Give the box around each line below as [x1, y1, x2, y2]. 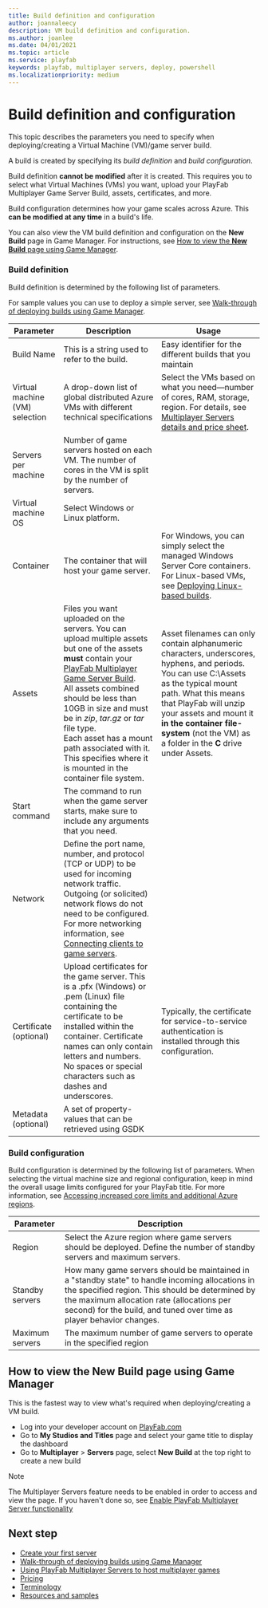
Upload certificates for [63, 960, 148, 972]
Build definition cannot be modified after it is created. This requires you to [8, 171, 253, 180]
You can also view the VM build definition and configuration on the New [8, 227, 245, 237]
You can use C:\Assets [160, 668, 246, 679]
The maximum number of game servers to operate [65, 1327, 254, 1338]
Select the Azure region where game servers [65, 1232, 232, 1243]
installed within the [63, 1020, 134, 1031]
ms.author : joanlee [8, 33, 73, 42]
